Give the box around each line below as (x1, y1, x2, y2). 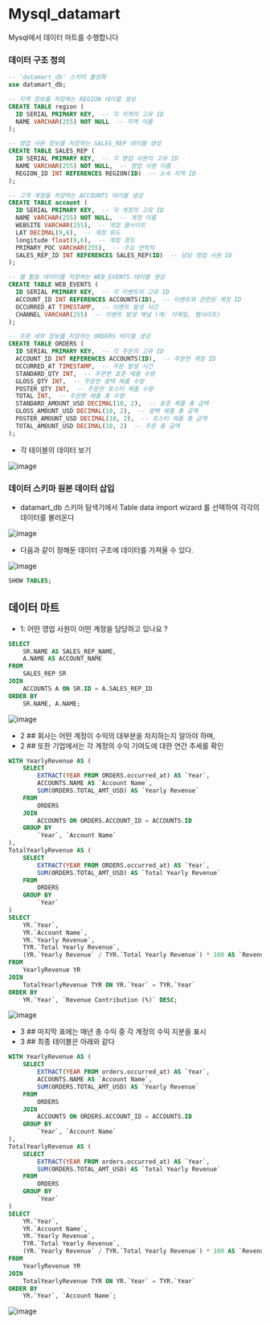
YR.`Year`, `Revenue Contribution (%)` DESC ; (22, 995, 178, 1004)
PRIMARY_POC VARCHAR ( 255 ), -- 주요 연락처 (15, 243, 155, 251)
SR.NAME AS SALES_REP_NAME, (22, 648, 117, 656)
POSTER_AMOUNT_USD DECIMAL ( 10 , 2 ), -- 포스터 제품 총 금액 (15, 415, 207, 423)
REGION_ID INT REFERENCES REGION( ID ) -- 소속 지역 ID (15, 170, 197, 178)
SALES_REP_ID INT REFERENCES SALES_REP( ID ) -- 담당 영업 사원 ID (15, 251, 233, 259)
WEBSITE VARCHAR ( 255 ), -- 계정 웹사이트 (15, 222, 146, 230)
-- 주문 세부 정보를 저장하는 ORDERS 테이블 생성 (8, 333, 151, 341)
